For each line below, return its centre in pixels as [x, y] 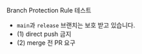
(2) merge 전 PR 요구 [46, 43]
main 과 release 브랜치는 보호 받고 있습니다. [76, 25]
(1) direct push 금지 [44, 34]
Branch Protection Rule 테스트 [49, 10]
